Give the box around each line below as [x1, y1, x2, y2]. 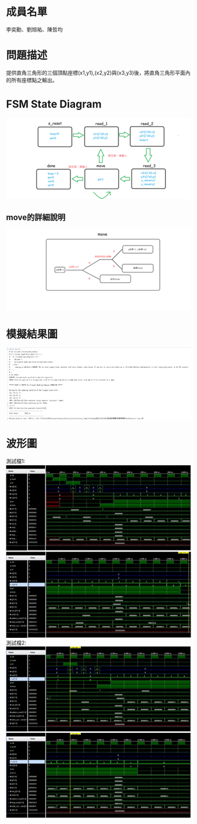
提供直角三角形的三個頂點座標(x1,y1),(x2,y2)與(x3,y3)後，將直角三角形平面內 [6, 69, 191, 76]
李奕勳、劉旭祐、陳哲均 [6, 26, 63, 33]
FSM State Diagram [6, 97, 102, 111]
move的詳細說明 [6, 212, 66, 222]
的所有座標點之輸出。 [6, 76, 57, 83]
